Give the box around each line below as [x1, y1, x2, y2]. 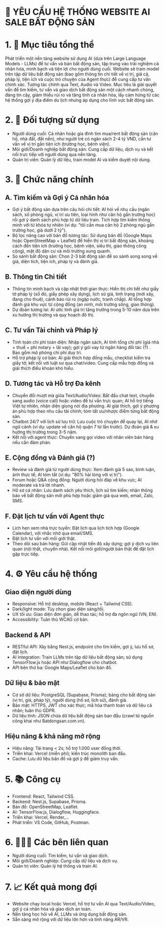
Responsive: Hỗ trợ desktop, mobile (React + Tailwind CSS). [12, 601, 133, 607]
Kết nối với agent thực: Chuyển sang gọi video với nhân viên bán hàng [12, 434, 154, 440]
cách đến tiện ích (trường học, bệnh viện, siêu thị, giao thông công [12, 243, 147, 249]
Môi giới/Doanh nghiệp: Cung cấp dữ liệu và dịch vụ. [12, 858, 118, 864]
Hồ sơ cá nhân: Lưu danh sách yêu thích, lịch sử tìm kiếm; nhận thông [12, 487, 153, 493]
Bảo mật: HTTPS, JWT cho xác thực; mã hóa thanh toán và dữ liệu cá [12, 702, 152, 708]
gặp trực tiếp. [12, 551, 40, 557]
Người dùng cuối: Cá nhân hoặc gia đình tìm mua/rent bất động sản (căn [12, 131, 158, 136]
